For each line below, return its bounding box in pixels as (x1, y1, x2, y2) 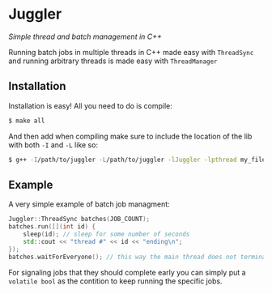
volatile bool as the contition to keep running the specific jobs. (8, 276, 223, 286)
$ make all (8, 117, 45, 125)
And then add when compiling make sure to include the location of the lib (8, 131, 253, 141)
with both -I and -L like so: (8, 139, 99, 150)
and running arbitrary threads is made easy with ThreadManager (8, 56, 218, 66)
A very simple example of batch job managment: (8, 199, 170, 209)
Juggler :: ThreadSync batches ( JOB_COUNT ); (8, 215, 151, 224)
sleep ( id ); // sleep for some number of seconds (23, 230, 190, 239)
